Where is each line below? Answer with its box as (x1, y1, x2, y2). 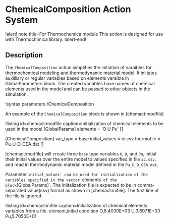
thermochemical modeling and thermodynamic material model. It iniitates (5, 70, 157, 76)
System (5, 14, 38, 26)
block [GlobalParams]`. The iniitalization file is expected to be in (5, 182, 136, 188)
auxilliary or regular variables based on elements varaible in (5, 75, 129, 81)
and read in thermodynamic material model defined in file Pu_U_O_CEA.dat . (5, 161, 158, 167)
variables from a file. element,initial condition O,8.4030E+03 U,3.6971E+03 (5, 208, 160, 214)
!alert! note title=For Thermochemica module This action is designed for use (5, 31, 163, 37)
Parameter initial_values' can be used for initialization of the (5, 171, 148, 177)
